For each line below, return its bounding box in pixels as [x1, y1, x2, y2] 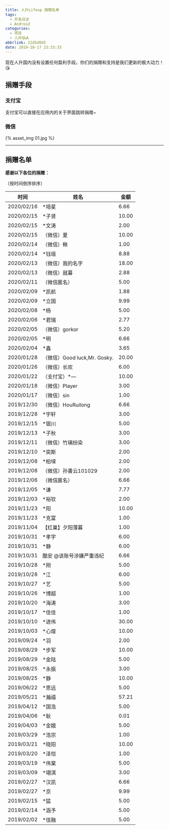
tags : [5, 12, 17, 17]
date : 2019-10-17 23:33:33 [5, 45, 62, 50]
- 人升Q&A [10, 36, 29, 41]
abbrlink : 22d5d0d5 [5, 40, 46, 45]
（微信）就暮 [42, 270, 73, 277]
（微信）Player [42, 383, 78, 390]
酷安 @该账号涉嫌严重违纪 [42, 552, 105, 559]
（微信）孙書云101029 [42, 467, 98, 474]
